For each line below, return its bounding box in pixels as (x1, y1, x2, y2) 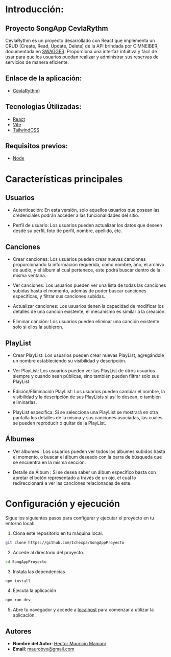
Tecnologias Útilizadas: (5, 102, 82, 111)
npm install (5, 578, 31, 583)
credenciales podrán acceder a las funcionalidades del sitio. (12, 212, 139, 218)
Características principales (5, 173, 123, 185)
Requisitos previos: (5, 142, 68, 150)
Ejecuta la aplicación (12, 587, 56, 594)
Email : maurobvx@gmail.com (12, 646, 75, 652)
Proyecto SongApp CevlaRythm (5, 24, 108, 33)
